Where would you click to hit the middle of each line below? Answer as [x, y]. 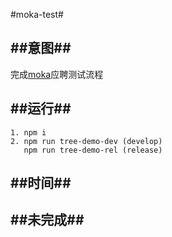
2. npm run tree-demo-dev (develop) [86, 141]
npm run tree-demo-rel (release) [93, 150]
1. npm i [28, 132]
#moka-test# [37, 14]
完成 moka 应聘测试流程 [57, 74]
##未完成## [47, 220]
